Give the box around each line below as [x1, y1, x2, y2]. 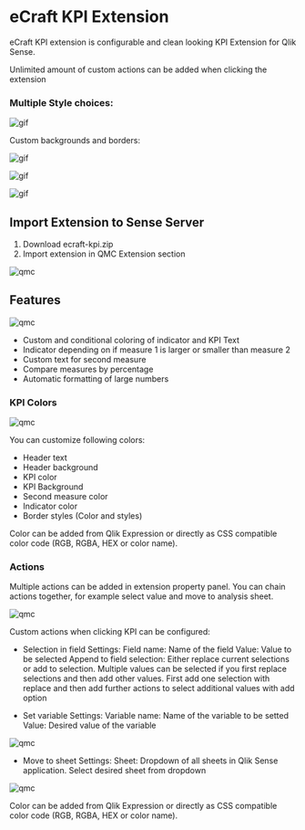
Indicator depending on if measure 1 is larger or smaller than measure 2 [22, 344, 291, 355]
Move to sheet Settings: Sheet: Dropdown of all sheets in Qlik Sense [22, 755, 279, 766]
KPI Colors [9, 395, 57, 408]
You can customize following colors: [9, 435, 146, 446]
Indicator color [22, 500, 78, 512]
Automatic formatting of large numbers [22, 373, 169, 384]
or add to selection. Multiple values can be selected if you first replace [22, 664, 287, 675]
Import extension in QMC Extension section [22, 248, 186, 259]
